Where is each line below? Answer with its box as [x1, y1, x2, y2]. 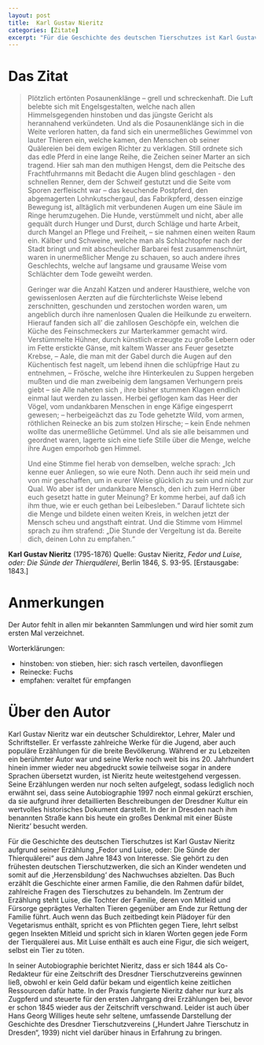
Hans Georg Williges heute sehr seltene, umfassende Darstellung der [8, 1011, 232, 1021]
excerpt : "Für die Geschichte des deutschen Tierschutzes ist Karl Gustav [8, 33, 258, 42]
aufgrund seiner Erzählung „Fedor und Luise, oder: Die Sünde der [8, 845, 220, 855]
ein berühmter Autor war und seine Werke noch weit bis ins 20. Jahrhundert [8, 754, 255, 764]
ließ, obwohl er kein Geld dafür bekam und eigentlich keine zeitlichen [8, 978, 232, 987]
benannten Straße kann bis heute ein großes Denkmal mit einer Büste [8, 813, 233, 823]
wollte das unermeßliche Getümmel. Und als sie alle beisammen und [27, 427, 249, 437]
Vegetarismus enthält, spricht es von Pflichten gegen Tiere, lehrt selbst [8, 920, 238, 930]
